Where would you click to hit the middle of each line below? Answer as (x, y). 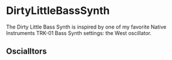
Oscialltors (26, 52)
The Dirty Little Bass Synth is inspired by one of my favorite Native (86, 27)
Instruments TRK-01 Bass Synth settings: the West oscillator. (79, 33)
